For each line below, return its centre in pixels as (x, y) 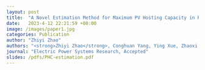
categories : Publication (38, 35)
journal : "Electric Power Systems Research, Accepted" (77, 52)
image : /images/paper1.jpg (41, 29)
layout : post (23, 12)
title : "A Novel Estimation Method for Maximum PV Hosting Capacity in (101, 18)
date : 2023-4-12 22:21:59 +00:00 (52, 23)
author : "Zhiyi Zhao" (34, 40)
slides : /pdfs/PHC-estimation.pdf (50, 57)
